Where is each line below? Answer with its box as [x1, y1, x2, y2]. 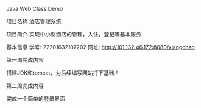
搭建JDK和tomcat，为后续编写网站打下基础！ [6, 69, 120, 76]
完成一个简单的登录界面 [6, 95, 65, 102]
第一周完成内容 [6, 56, 44, 63]
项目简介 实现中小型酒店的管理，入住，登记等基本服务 [6, 30, 141, 38]
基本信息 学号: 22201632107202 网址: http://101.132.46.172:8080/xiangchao [6, 44, 195, 50]
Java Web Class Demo [6, 5, 63, 12]
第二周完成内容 [6, 82, 44, 89]
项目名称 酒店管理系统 [6, 18, 62, 25]
